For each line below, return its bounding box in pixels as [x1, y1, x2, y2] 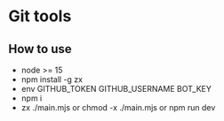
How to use [8, 42, 72, 57]
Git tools [8, 6, 72, 26]
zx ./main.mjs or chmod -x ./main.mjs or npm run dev [20, 102, 216, 112]
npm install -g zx [20, 74, 84, 85]
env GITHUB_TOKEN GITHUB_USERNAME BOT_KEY [20, 84, 212, 94]
